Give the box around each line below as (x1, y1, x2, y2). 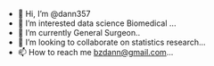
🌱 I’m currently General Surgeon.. (17, 28, 141, 37)
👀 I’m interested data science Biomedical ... (17, 18, 177, 29)
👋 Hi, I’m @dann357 (17, 9, 91, 19)
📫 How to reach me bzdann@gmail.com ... (17, 47, 174, 57)
